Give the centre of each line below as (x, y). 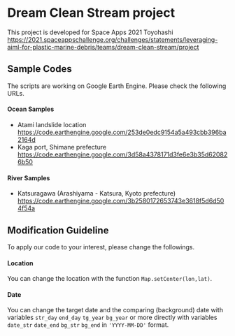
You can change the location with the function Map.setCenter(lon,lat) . (110, 279)
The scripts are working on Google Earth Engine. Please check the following (117, 86)
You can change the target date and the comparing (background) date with (115, 310)
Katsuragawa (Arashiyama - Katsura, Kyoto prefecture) (97, 193)
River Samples (29, 178)
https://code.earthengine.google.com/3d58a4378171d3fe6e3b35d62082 (122, 154)
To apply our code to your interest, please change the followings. (101, 247)
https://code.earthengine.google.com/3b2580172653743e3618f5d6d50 (121, 201)
